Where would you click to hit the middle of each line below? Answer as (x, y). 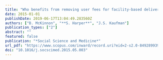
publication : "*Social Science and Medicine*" (53, 41)
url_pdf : (14, 45)
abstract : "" (18, 32)
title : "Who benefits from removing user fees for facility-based (73, 9)
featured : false (21, 37)
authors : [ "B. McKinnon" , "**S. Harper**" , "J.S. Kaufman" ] (67, 23)
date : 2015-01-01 (23, 14)
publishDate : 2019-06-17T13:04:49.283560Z (49, 18)
